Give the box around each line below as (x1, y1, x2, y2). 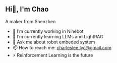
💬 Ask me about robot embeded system (12, 39, 95, 45)
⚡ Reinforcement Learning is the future (12, 52, 93, 58)
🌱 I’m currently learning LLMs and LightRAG (12, 33, 103, 39)
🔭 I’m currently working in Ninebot (12, 28, 84, 34)
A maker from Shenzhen (5, 18, 56, 24)
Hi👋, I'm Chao (5, 5, 49, 14)
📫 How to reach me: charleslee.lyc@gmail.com (12, 44, 112, 50)
